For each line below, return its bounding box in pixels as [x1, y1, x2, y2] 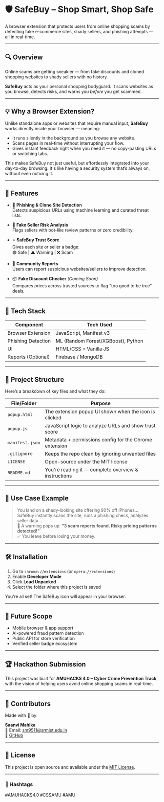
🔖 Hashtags [5, 781, 33, 788]
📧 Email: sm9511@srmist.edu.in [5, 727, 67, 733]
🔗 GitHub [5, 733, 23, 738]
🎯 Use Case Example [5, 494, 69, 503]
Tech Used [86, 321, 112, 328]
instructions [44, 473, 72, 479]
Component [15, 321, 43, 328]
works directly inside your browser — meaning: [5, 125, 100, 131]
